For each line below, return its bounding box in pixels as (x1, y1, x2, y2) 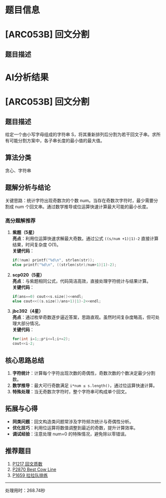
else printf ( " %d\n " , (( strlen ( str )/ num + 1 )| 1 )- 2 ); (12, 262, 117, 267)
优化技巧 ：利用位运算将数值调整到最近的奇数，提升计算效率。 (12, 424, 138, 430)
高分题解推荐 (5, 217, 36, 224)
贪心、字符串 (5, 167, 31, 173)
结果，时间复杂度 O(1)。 (12, 242, 61, 248)
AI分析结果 (5, 72, 49, 83)
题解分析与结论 (5, 183, 51, 192)
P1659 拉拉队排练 (12, 472, 48, 478)
